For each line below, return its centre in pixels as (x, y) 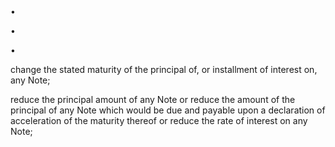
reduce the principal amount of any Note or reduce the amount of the (153, 99)
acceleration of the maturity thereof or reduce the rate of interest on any (159, 120)
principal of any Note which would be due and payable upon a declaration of (168, 110)
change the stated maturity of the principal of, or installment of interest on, (164, 69)
